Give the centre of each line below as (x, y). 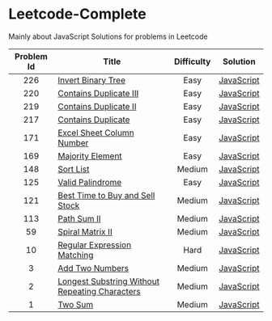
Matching (76, 255)
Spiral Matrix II (85, 231)
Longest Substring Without (109, 281)
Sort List (74, 169)
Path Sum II (79, 218)
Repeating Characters (99, 291)
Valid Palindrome (90, 182)
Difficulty (192, 61)
